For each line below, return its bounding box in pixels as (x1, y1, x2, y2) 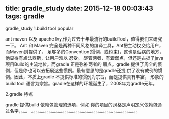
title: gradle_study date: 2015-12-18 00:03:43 (5, 4, 154, 13)
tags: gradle (5, 12, 45, 21)
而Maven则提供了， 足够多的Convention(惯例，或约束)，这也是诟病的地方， (5, 48, 164, 55)
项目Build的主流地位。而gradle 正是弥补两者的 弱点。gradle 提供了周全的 (5, 61, 158, 67)
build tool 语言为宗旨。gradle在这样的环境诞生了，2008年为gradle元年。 (5, 80, 158, 86)
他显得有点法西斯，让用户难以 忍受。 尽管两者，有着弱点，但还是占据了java (5, 55, 164, 61)
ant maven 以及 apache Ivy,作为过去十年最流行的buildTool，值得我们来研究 (5, 35, 162, 42)
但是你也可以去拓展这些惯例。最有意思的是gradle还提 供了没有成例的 (14, 67, 158, 73)
